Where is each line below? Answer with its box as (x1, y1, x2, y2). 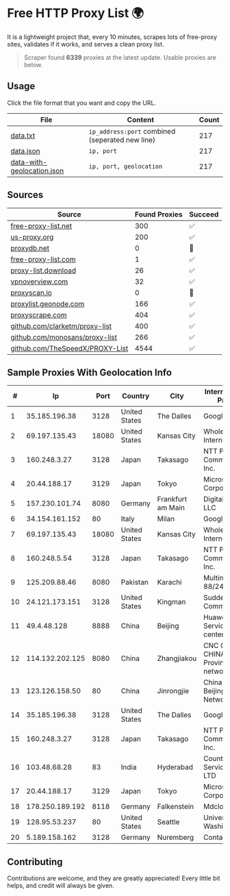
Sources (7, 189, 44, 201)
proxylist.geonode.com (10, 299, 85, 308)
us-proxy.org (10, 232, 54, 242)
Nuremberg (157, 833, 194, 843)
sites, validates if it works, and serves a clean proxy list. (7, 40, 164, 48)
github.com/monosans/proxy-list (10, 332, 118, 342)
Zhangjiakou (157, 654, 197, 663)
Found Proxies (134, 210, 183, 219)
